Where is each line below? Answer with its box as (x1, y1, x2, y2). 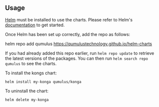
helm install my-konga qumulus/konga (5, 79, 82, 84)
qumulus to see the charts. (5, 60, 57, 66)
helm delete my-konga (5, 97, 49, 102)
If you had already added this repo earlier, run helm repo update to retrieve (5, 50, 155, 56)
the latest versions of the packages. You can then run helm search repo (5, 55, 148, 61)
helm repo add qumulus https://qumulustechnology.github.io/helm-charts (5, 41, 152, 47)
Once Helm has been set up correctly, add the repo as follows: (5, 31, 130, 37)
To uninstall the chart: (5, 88, 49, 94)
